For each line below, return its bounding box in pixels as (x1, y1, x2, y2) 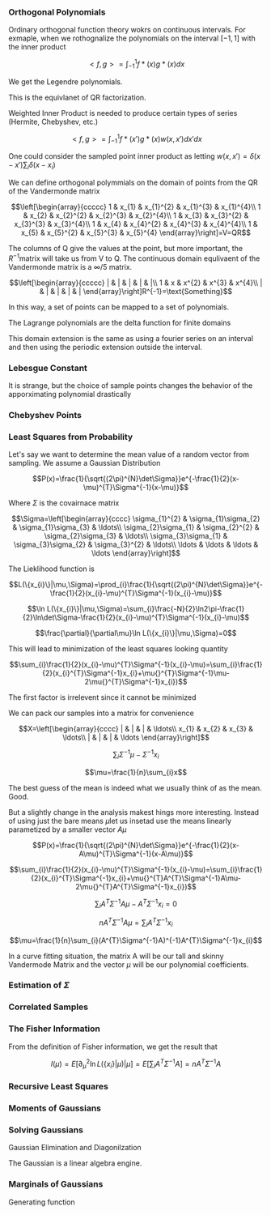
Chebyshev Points (8, 409, 83, 420)
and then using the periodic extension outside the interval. (8, 342, 202, 352)
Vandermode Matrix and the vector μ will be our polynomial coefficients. (8, 959, 249, 970)
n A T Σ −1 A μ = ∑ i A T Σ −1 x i (99, 916, 173, 929)
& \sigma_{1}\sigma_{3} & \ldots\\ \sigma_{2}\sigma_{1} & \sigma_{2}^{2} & (11, 522, 260, 532)
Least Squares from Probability (8, 431, 133, 442)
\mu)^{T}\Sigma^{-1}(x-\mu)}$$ (83, 483, 188, 492)
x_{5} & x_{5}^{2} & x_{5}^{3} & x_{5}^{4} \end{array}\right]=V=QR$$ (20, 228, 252, 237)
